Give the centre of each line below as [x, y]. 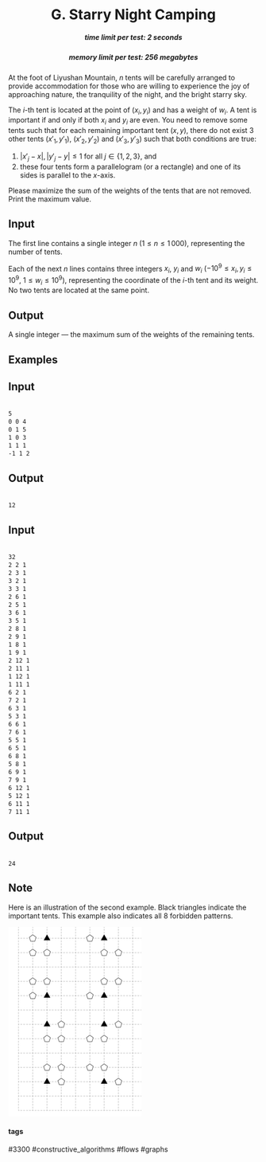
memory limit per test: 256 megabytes [133, 57]
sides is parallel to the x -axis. [67, 175]
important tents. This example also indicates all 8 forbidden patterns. [121, 916]
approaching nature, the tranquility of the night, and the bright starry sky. [128, 94]
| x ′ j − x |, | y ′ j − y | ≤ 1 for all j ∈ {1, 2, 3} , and [88, 157]
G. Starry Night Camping [133, 15]
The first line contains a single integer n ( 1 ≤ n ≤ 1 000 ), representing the [127, 243]
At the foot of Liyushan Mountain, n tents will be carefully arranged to [122, 77]
